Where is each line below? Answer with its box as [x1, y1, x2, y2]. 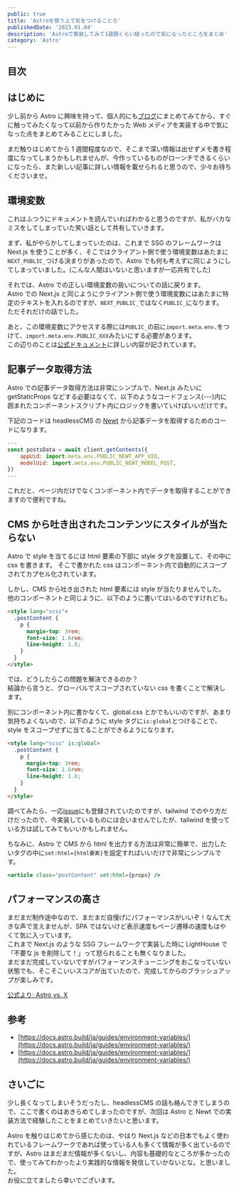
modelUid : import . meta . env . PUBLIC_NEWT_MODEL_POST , [20, 459, 176, 467]
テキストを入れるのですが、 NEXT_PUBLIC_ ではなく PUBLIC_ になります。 [19, 299, 223, 307]
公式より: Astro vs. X [7, 991, 68, 999]
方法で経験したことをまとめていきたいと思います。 [13, 1116, 163, 1125]
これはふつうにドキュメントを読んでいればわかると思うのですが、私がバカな [7, 215, 232, 223]
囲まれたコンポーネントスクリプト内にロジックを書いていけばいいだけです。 [7, 401, 231, 410]
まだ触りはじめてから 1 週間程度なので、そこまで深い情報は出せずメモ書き [7, 145, 225, 153]
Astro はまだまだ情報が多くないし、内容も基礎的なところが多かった [26, 1149, 224, 1158]
